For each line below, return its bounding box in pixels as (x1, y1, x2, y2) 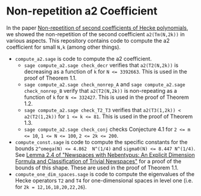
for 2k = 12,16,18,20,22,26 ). (14, 183, 87, 191)
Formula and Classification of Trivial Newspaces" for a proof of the (14, 157, 182, 165)
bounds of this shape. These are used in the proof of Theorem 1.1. (14, 164, 179, 171)
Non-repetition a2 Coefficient (6, 4, 158, 18)
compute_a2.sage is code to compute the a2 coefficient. (14, 55, 152, 62)
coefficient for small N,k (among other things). (6, 43, 121, 51)
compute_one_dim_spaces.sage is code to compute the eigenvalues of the (14, 170, 195, 177)
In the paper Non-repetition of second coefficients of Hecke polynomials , (6, 24, 189, 31)
